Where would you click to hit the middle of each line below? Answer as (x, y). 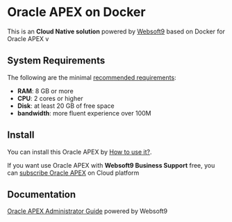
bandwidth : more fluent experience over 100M (84, 113)
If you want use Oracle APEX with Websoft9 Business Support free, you (111, 165)
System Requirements (56, 61)
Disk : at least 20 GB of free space (66, 106)
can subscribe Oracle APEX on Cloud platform (73, 173)
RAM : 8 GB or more (45, 90)
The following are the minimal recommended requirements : (92, 77)
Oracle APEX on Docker (76, 12)
